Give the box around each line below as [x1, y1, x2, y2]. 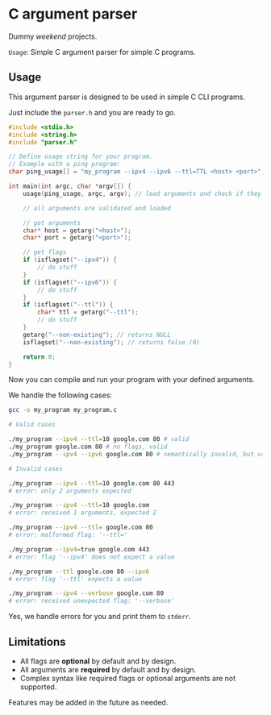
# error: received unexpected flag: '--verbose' [8, 597, 175, 605]
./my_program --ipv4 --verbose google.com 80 [8, 589, 164, 597]
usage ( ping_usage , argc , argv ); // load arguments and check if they [23, 189, 262, 197]
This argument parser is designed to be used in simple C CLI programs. [8, 92, 246, 102]
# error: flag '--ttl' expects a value [8, 575, 143, 583]
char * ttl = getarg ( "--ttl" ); [37, 308, 139, 317]
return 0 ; [23, 352, 56, 361]
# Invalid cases [8, 464, 63, 472]
